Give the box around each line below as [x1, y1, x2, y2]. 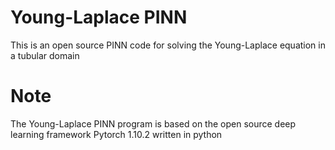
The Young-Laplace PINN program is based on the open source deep [10, 117, 297, 130]
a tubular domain [10, 49, 80, 61]
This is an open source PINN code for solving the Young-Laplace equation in [10, 39, 326, 51]
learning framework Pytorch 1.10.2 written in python [10, 128, 223, 140]
